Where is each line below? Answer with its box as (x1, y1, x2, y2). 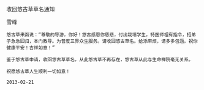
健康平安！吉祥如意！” (6, 45, 55, 51)
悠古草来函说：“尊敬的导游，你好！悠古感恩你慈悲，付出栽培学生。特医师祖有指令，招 (6, 32, 192, 38)
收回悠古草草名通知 (6, 6, 55, 12)
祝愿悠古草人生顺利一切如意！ (6, 69, 70, 75)
